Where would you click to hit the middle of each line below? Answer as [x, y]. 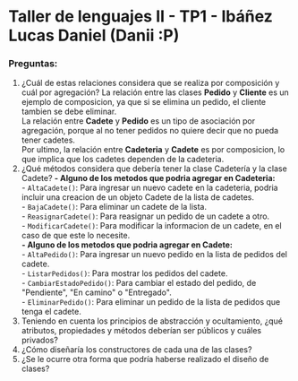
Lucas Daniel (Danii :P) [94, 35]
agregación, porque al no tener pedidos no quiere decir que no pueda [150, 131]
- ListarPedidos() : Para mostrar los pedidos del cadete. [124, 273]
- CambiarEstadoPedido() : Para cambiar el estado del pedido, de [139, 283]
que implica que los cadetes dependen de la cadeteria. [123, 160]
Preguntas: [33, 64]
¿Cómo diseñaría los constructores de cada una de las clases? [136, 350]
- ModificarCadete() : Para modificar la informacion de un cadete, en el [152, 226]
